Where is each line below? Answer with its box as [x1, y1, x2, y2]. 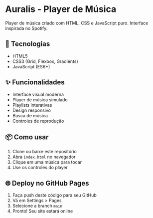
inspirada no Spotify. [5, 25, 48, 31]
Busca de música [12, 112, 48, 118]
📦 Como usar [5, 133, 49, 141]
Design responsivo [12, 107, 51, 113]
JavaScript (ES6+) [12, 63, 50, 69]
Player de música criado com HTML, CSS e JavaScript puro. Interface [5, 20, 149, 26]
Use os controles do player [12, 165, 68, 171]
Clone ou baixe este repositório [12, 149, 77, 155]
